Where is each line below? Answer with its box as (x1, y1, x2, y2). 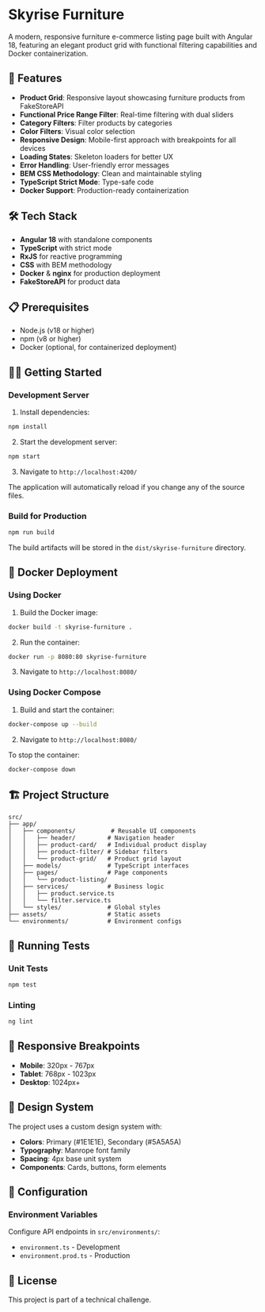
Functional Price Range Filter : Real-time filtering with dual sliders (19, 110, 234, 119)
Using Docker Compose (8, 687, 101, 698)
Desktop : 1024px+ (19, 1077, 81, 1087)
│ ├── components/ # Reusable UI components (8, 827, 196, 835)
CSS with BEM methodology (19, 260, 112, 269)
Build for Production (8, 510, 87, 521)
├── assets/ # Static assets (8, 910, 161, 918)
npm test (8, 980, 37, 989)
